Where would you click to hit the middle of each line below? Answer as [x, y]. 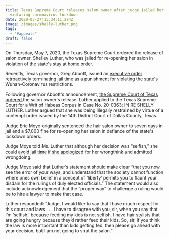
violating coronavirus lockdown [44, 15]
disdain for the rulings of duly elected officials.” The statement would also [82, 183]
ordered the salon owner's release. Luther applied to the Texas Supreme [80, 99]
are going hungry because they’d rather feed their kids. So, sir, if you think [83, 220]
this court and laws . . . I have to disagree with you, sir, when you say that [81, 209]
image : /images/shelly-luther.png [42, 24]
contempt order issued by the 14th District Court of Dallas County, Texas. [81, 115]
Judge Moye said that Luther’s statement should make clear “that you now [83, 167]
